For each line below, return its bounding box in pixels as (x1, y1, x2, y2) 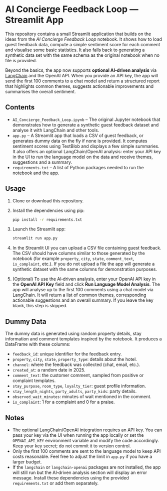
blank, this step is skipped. (12, 303, 67, 309)
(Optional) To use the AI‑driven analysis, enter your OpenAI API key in (12, 276, 156, 282)
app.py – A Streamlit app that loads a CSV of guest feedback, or (12, 132, 144, 139)
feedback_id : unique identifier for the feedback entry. (12, 351, 122, 357)
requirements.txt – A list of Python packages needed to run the (12, 164, 144, 170)
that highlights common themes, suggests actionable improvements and (5, 83, 154, 89)
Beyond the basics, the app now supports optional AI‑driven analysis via (5, 67, 157, 73)
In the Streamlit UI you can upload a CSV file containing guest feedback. (12, 245, 161, 251)
